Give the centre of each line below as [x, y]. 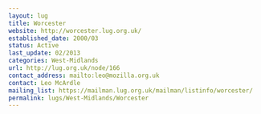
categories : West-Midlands [53, 61]
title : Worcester [37, 23]
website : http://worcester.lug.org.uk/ [75, 31]
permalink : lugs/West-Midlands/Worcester [79, 98]
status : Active [34, 46]
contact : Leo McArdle [45, 83]
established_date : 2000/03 [53, 38]
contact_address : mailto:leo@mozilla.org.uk [84, 75]
